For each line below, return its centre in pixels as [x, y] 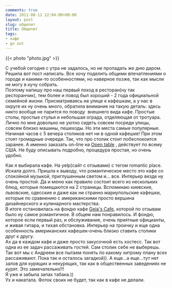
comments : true [22, 10]
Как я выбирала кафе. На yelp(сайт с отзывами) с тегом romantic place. [84, 165]
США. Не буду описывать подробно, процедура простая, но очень [78, 150]
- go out [15, 44]
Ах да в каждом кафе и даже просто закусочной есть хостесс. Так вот [83, 241]
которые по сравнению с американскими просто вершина [70, 198]
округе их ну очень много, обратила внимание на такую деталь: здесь [83, 106]
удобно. [14, 155]
